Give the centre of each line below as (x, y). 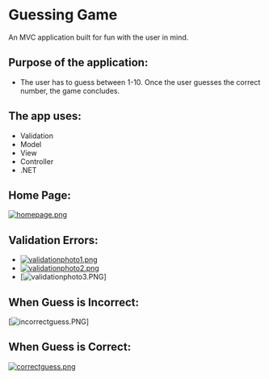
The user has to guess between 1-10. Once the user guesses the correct (140, 82)
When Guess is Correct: (70, 347)
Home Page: (40, 195)
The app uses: (45, 116)
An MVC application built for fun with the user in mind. (99, 37)
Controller (37, 161)
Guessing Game (63, 15)
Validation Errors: (53, 240)
